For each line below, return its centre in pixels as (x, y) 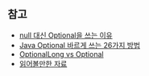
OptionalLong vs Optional (61, 54)
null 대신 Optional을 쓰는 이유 (66, 35)
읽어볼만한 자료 (43, 63)
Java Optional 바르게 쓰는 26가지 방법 (80, 45)
